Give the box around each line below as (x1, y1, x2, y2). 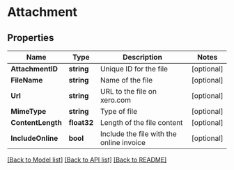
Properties (7, 32, 54, 44)
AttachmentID (10, 64, 58, 74)
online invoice (100, 138, 146, 147)
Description (123, 53, 162, 62)
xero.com (100, 95, 131, 105)
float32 (68, 118, 94, 127)
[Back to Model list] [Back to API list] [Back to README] (7, 155, 167, 164)
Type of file (100, 107, 138, 116)
